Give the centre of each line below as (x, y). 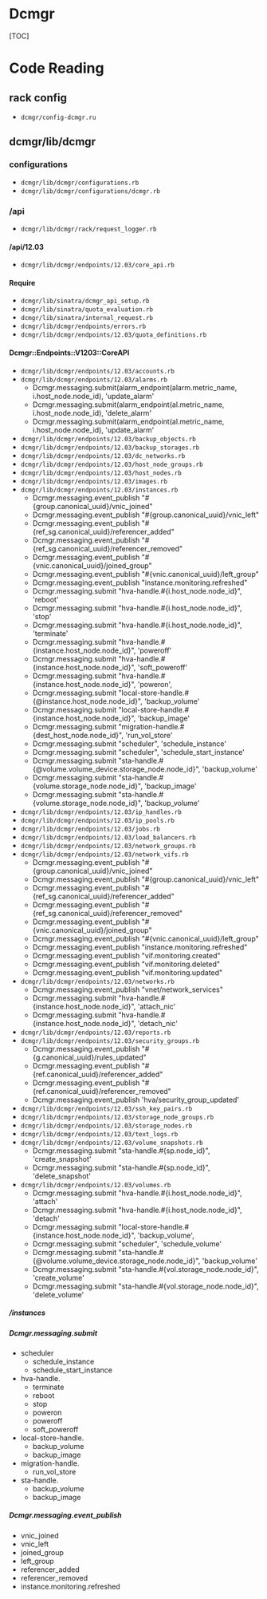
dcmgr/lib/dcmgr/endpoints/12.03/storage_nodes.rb (106, 1126)
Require (22, 282)
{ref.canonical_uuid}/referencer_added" (98, 1074)
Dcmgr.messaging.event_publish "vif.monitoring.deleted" (126, 964)
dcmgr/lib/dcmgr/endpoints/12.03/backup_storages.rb (110, 448)
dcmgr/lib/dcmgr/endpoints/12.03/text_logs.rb (99, 1134)
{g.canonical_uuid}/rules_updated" (89, 1057)
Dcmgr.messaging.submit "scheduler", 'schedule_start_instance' (139, 752)
